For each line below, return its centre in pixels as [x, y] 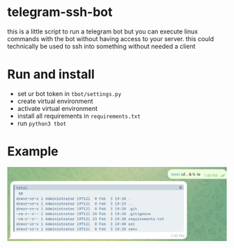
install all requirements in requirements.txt [79, 116]
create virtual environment [55, 101]
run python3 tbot [42, 123]
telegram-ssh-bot [60, 12]
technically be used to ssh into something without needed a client [101, 46]
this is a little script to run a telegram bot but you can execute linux [103, 31]
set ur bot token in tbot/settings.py [69, 93]
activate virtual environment [57, 108]
